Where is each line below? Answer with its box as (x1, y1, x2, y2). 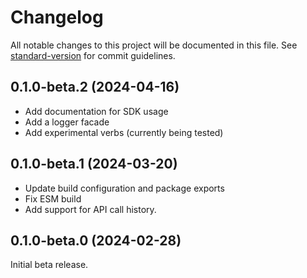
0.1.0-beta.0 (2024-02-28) (10, 232, 182, 249)
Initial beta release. (10, 259, 89, 271)
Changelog (10, 6, 104, 29)
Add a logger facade (24, 116, 110, 128)
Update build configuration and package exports (24, 182, 225, 194)
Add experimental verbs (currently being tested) (24, 126, 224, 138)
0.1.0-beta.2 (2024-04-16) (10, 79, 180, 96)
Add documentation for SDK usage (24, 105, 169, 117)
